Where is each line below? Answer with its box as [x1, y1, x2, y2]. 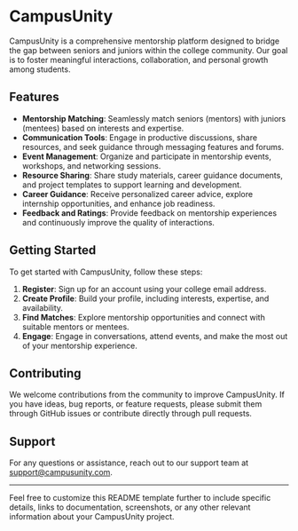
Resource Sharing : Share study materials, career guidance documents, [21, 170, 284, 180]
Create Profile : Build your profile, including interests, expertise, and [21, 293, 270, 304]
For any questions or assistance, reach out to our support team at [9, 457, 249, 468]
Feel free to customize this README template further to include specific [9, 493, 271, 503]
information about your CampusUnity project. [9, 511, 175, 522]
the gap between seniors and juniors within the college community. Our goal [9, 44, 288, 55]
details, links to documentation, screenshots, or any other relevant [9, 502, 251, 512]
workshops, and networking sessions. [21, 160, 161, 170]
